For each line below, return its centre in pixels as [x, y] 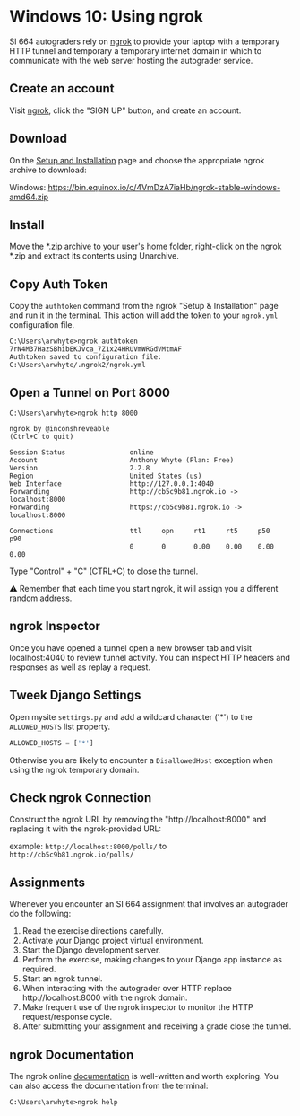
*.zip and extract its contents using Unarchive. [94, 256]
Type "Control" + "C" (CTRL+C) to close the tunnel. [104, 571]
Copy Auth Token [59, 284]
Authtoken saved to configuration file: [86, 357]
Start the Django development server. [91, 950]
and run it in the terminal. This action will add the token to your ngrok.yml [144, 315]
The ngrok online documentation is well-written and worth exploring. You [144, 1076]
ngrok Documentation [72, 1054]
